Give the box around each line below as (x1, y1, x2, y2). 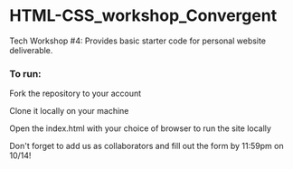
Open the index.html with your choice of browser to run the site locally (9, 123, 271, 134)
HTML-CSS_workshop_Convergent (9, 5, 278, 26)
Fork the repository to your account (9, 88, 142, 99)
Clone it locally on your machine (9, 106, 129, 117)
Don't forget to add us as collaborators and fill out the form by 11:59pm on (9, 141, 284, 152)
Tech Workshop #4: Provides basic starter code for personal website (9, 35, 267, 46)
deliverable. (9, 44, 53, 55)
